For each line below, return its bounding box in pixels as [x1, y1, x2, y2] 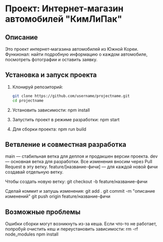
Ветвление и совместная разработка [5, 140, 126, 148]
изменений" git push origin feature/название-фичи [5, 193, 111, 200]
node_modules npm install [5, 231, 59, 237]
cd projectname [12, 98, 44, 103]
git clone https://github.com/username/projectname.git [12, 93, 130, 99]
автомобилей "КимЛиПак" [5, 13, 122, 25]
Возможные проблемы [5, 207, 81, 216]
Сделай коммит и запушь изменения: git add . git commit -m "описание [5, 188, 156, 194]
